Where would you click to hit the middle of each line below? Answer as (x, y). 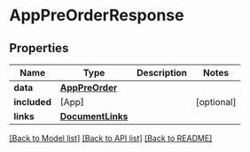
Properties (39, 48)
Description (162, 73)
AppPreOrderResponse (97, 15)
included (32, 102)
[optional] (216, 102)
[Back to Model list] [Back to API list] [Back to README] (111, 138)
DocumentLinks (94, 116)
